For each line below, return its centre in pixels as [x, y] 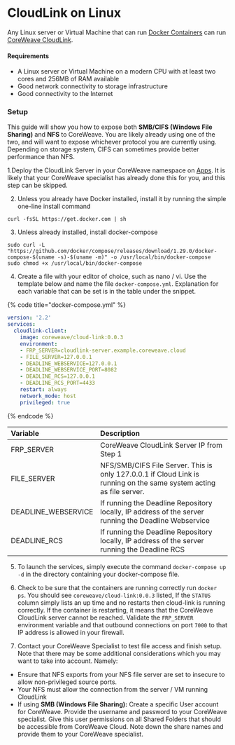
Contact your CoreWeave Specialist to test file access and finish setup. [120, 645]
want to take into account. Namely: [67, 661]
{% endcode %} [30, 416]
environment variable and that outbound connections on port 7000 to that [122, 624]
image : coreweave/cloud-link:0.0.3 [72, 338]
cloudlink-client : [41, 331]
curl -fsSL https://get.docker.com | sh [67, 219]
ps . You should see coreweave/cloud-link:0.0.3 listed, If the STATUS [114, 595]
